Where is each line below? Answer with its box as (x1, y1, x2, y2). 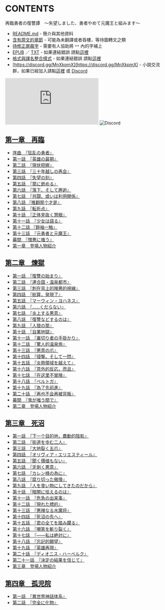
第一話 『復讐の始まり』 (12, 272, 63, 278)
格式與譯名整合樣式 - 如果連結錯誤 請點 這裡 (12, 55, 101, 61)
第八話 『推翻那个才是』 (12, 199, 62, 205)
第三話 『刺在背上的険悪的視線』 (12, 285, 81, 291)
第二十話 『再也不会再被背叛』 (12, 391, 76, 397)
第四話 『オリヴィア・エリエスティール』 (12, 452, 97, 458)
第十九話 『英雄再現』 (12, 544, 59, 551)
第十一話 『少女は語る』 (12, 218, 63, 224)
